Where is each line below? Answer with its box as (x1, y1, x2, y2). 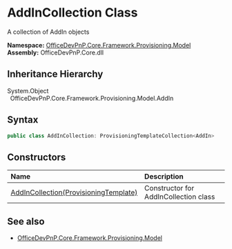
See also (7, 215, 45, 227)
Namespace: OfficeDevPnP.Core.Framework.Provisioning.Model (7, 41, 191, 49)
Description (144, 172, 184, 181)
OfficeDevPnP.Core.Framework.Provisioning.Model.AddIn (10, 94, 174, 102)
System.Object (7, 86, 49, 94)
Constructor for (144, 183, 195, 193)
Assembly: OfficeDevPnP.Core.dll (7, 48, 104, 57)
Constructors (7, 151, 66, 163)
